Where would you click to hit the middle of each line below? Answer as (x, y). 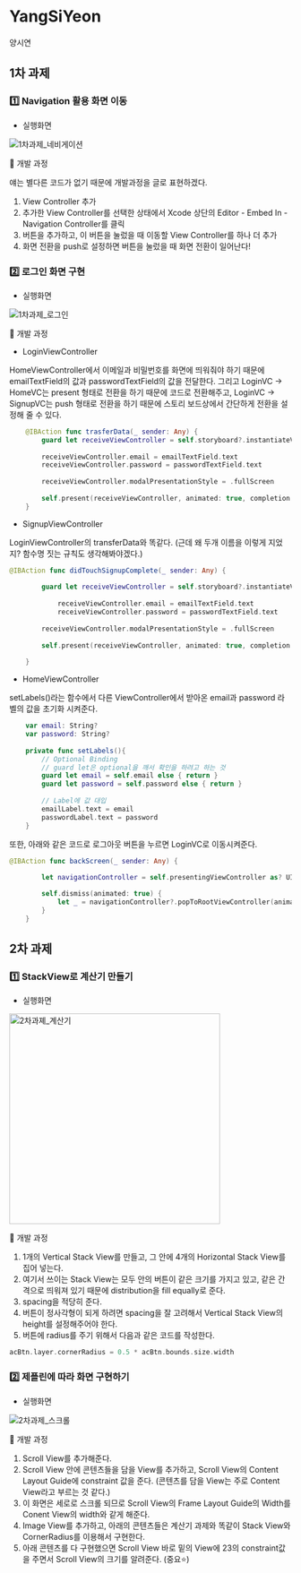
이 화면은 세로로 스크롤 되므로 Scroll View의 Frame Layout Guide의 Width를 (156, 1503)
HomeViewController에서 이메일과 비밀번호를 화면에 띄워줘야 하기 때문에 (137, 370)
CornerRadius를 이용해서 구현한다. (84, 1536)
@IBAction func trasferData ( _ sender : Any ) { (112, 432)
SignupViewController (62, 524)
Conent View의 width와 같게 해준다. (86, 1514)
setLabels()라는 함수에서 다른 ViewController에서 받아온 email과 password (142, 698)
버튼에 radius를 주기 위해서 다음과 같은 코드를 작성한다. (118, 1336)
